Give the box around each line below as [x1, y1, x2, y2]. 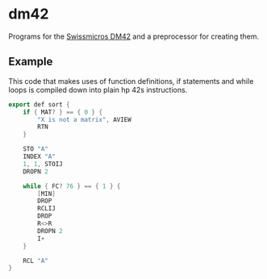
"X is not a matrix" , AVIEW [37, 115, 131, 123]
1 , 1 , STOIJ [23, 160, 63, 168]
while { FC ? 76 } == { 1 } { [23, 182, 121, 190]
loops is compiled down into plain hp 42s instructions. [8, 85, 188, 94]
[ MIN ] [37, 189, 56, 198]
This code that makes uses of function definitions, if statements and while [8, 76, 254, 85]
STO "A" [23, 145, 48, 153]
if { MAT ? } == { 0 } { [23, 108, 103, 116]
